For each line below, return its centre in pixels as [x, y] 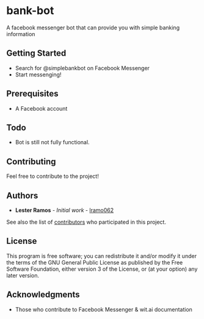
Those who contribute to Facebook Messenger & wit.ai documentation [104, 309]
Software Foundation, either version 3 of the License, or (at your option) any [102, 269]
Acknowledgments [43, 295]
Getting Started [36, 53]
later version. [23, 275]
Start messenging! [38, 75]
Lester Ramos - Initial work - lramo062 [64, 210]
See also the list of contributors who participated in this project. [86, 222]
